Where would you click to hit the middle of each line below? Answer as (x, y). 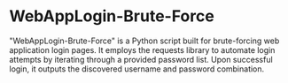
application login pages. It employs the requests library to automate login (142, 49)
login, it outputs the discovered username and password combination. (137, 69)
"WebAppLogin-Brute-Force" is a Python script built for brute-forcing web (144, 41)
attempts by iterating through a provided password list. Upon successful (141, 59)
